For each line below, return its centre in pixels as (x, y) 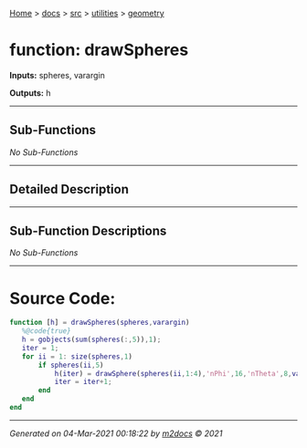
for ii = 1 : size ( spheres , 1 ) (77, 356)
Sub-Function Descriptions (88, 230)
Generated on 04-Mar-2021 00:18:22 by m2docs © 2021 (116, 433)
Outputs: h (30, 93)
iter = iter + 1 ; (83, 382)
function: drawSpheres (99, 50)
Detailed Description (69, 189)
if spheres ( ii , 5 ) (71, 365)
